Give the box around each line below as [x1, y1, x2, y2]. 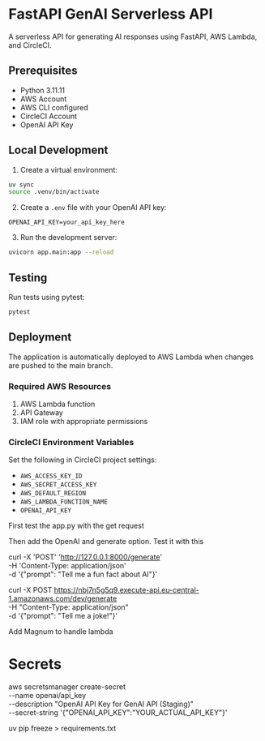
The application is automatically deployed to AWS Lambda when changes [8, 352, 254, 362]
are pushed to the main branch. [8, 360, 113, 370]
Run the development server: [19, 233, 118, 242]
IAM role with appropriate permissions [19, 416, 148, 426]
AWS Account [19, 94, 67, 104]
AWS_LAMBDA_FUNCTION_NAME [19, 498, 108, 507]
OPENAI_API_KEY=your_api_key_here [8, 218, 126, 227]
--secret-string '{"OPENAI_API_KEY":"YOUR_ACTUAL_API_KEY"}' [8, 708, 228, 717]
